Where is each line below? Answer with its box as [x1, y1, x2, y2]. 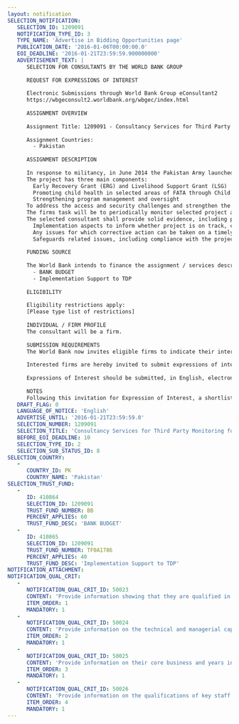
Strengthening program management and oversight [33, 196, 180, 203]
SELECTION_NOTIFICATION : [7, 17, 81, 24]
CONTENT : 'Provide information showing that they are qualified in [26, 592, 231, 600]
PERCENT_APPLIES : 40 [26, 553, 87, 560]
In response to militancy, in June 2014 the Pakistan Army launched [26, 169, 234, 177]
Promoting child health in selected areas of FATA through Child [33, 189, 231, 196]
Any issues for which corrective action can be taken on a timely [33, 229, 234, 236]
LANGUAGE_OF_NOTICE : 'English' [16, 407, 110, 415]
